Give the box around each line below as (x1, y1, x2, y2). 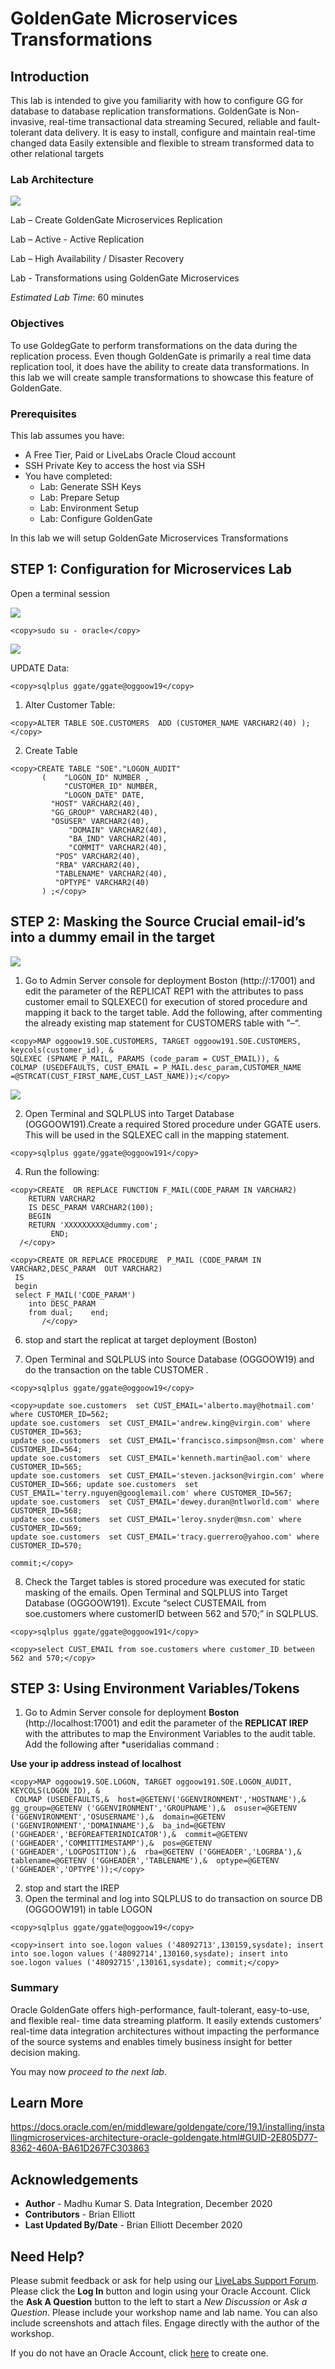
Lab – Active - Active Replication (10, 233, 145, 246)
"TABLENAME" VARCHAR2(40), (54, 868, 168, 879)
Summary (10, 1981, 60, 1995)
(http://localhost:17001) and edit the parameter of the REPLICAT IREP (24, 1717, 309, 1729)
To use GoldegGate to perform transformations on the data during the (10, 339, 298, 351)
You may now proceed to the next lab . (10, 2065, 167, 2077)
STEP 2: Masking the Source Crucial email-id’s (10, 913, 306, 931)
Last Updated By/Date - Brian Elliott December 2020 (24, 2219, 243, 2231)
